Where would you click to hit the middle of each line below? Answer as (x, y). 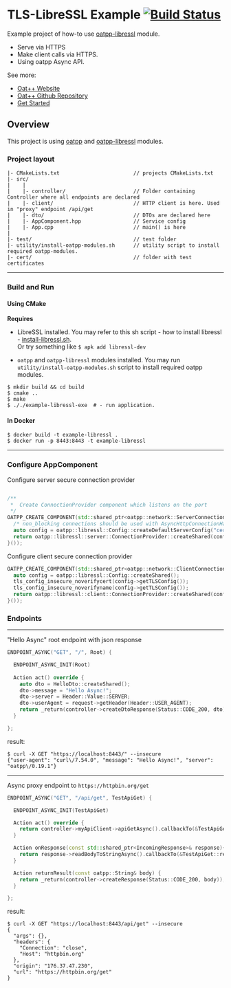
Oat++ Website (38, 88)
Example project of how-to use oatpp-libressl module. (84, 34)
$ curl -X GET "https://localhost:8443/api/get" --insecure (95, 924)
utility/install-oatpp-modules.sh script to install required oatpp (110, 367)
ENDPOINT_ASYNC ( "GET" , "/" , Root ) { (59, 652)
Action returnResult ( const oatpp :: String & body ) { (87, 873)
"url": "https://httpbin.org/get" (63, 972)
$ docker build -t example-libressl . (63, 435)
